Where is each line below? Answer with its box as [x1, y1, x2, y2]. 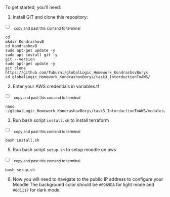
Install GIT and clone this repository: [12, 14, 89, 20]
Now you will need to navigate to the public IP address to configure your [12, 176, 163, 182]
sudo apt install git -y [5, 52, 58, 57]
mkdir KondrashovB [5, 39, 44, 44]
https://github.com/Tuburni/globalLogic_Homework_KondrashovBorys [5, 70, 148, 75]
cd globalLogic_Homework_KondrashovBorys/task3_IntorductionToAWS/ [5, 74, 151, 80]
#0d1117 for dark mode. [12, 187, 61, 193]
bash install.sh [5, 138, 39, 143]
